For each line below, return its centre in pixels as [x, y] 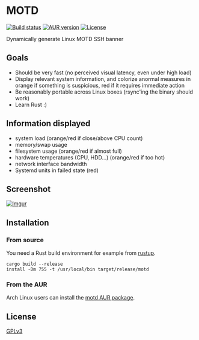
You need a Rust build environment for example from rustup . [81, 253]
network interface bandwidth [51, 164]
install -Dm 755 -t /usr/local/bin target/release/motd [78, 269]
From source [25, 240]
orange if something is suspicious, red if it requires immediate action [100, 85]
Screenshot [29, 189]
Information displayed [48, 123]
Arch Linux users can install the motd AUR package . [71, 298]
